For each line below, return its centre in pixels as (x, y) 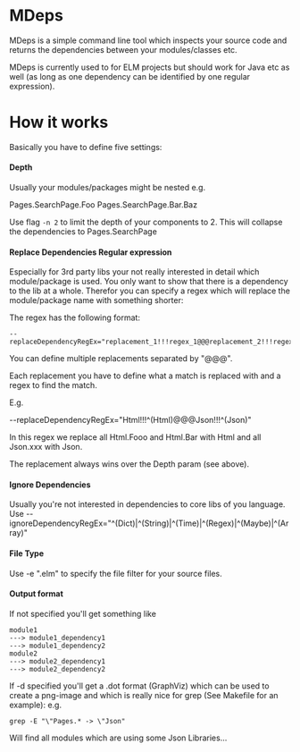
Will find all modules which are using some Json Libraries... (118, 738)
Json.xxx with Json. (46, 447)
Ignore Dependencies (50, 485)
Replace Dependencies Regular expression (91, 252)
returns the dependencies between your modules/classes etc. (124, 49)
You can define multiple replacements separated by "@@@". (121, 359)
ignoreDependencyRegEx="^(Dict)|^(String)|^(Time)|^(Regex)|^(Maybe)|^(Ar (149, 523)
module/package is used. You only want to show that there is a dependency (149, 282)
